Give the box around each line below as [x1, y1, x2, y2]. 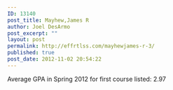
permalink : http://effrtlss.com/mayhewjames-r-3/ [7, 43, 155, 50]
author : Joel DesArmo [7, 23, 71, 30]
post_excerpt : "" [7, 29, 58, 37]
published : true [7, 50, 55, 57]
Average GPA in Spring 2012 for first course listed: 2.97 [7, 75, 167, 83]
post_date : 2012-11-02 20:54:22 [7, 56, 102, 63]
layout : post [7, 36, 46, 43]
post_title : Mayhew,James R [7, 17, 90, 24]
